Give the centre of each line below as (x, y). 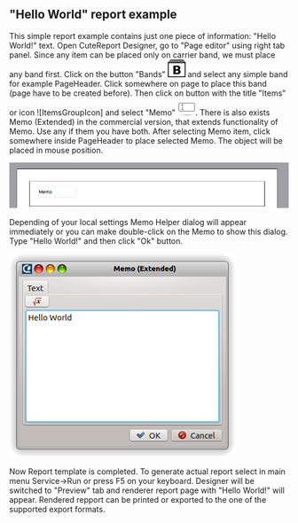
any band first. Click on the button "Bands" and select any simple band (149, 74)
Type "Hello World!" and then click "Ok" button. (96, 241)
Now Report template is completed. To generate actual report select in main (148, 471)
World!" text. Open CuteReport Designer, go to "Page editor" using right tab (147, 45)
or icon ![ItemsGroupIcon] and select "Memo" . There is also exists (140, 112)
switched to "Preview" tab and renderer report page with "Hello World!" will (147, 490)
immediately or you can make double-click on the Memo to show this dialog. (149, 231)
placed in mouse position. (56, 150)
